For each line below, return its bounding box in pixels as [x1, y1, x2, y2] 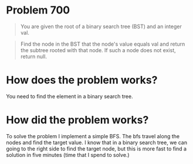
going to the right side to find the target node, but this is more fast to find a [6, 145, 187, 152]
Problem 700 [6, 4, 70, 17]
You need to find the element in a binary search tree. [6, 93, 133, 100]
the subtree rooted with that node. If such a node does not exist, [20, 46, 176, 53]
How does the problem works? [6, 74, 158, 87]
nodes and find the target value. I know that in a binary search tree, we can [6, 139, 188, 146]
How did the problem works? [6, 114, 149, 127]
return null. [20, 53, 47, 60]
